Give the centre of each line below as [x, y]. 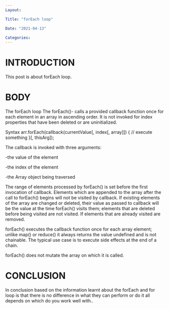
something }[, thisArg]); [30, 137]
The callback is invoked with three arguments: [53, 148]
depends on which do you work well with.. [49, 301]
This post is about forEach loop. [39, 77]
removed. [15, 219]
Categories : [18, 38]
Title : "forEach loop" [29, 19]
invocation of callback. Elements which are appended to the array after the [83, 192]
